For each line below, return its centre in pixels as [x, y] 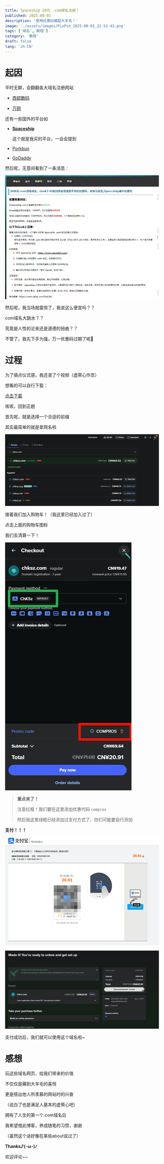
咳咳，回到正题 [20, 406]
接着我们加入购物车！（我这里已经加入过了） [50, 514]
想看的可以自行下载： [26, 385]
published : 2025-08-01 [28, 15]
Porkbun [21, 148]
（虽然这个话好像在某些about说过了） [43, 1136]
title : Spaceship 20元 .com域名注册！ [42, 10]
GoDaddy [22, 158]
